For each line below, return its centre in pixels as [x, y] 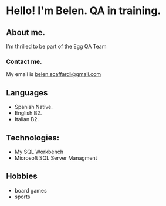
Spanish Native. [33, 107]
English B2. [28, 113]
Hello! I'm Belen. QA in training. [84, 11]
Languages [27, 93]
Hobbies [22, 176]
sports [22, 197]
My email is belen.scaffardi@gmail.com [54, 74]
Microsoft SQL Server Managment [56, 158]
